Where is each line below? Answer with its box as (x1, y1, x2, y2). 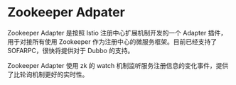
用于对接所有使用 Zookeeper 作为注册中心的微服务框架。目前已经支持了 (7, 37, 218, 46)
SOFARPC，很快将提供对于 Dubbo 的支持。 (7, 46, 134, 55)
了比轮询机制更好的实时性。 (7, 70, 89, 79)
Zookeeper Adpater (7, 4, 126, 21)
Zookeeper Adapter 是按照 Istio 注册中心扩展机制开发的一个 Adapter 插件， (7, 28, 227, 37)
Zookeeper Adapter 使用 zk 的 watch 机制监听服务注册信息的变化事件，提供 (7, 61, 229, 69)
